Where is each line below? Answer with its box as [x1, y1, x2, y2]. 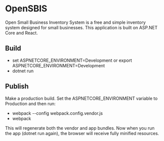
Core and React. [5, 30, 38, 36]
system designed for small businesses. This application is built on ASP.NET [5, 24, 158, 30]
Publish [5, 82, 29, 91]
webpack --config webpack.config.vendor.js [12, 110, 103, 116]
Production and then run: [5, 100, 56, 106]
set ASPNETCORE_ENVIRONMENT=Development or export [12, 57, 132, 63]
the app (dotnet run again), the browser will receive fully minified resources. [5, 130, 159, 136]
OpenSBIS [5, 3, 48, 14]
